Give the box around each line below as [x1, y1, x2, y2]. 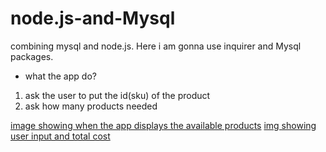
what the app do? [24, 70, 97, 82]
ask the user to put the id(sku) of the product [24, 89, 211, 101]
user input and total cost [10, 130, 111, 142]
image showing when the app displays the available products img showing [10, 119, 317, 131]
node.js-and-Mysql [10, 7, 176, 30]
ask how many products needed [24, 100, 158, 112]
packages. [10, 50, 54, 62]
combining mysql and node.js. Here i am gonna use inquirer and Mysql [10, 40, 302, 52]
